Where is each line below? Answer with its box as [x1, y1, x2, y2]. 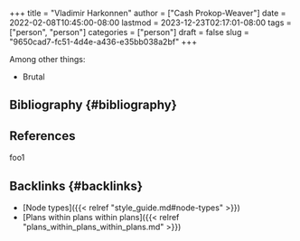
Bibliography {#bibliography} [9, 97, 178, 113]
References [9, 128, 76, 144]
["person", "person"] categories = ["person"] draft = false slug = [9, 27, 250, 37]
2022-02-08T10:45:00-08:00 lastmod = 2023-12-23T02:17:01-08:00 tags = [9, 17, 292, 28]
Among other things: [9, 54, 86, 64]
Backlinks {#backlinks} [9, 178, 143, 193]
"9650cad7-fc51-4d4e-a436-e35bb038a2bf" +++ [9, 36, 197, 47]
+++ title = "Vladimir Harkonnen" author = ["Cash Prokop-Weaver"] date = [9, 8, 286, 18]
